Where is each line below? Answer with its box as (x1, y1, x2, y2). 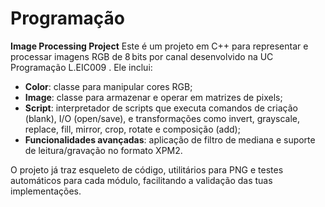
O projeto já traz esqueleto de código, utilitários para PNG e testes (10, 163, 284, 176)
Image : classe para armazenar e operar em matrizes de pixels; (24, 91, 283, 103)
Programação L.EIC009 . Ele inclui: (10, 61, 153, 73)
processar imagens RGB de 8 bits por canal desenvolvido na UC (10, 50, 274, 62)
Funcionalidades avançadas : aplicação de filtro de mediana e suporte (24, 133, 316, 146)
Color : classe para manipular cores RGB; (24, 80, 193, 92)
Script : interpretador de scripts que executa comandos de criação (24, 102, 298, 114)
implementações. (10, 185, 82, 197)
